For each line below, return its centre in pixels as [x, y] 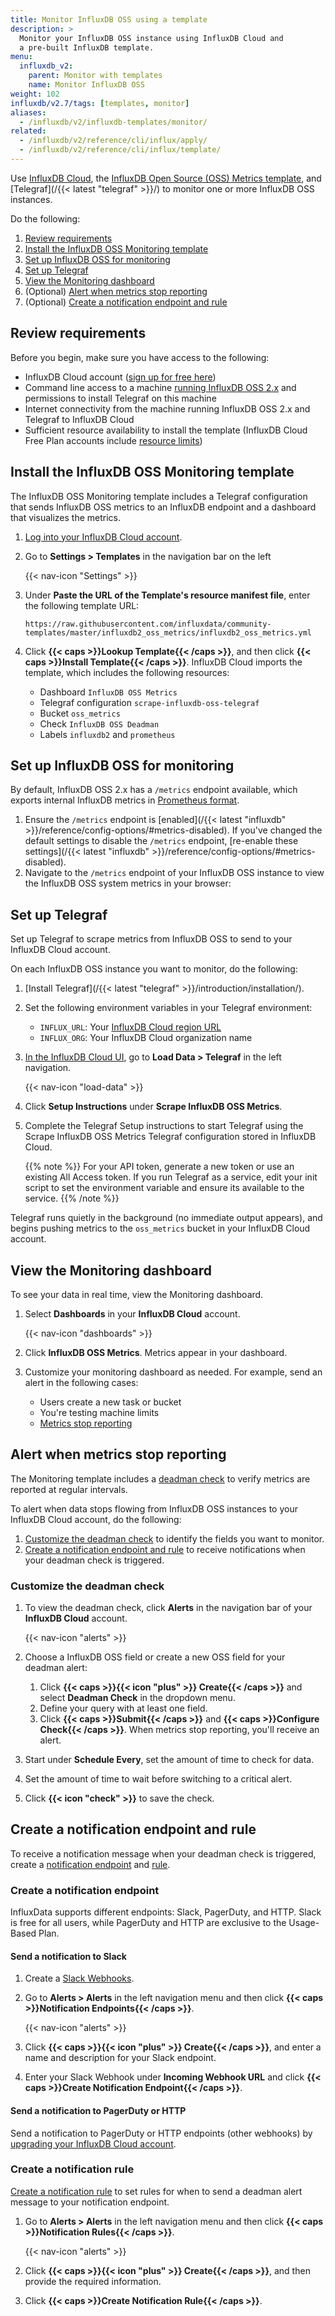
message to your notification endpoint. [90, 2202]
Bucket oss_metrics [80, 713]
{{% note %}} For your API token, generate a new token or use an [159, 1167]
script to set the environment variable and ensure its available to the [164, 1188]
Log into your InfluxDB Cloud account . [103, 537]
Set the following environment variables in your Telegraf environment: [168, 1008]
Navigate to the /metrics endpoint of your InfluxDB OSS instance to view [174, 873]
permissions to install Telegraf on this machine [120, 398]
